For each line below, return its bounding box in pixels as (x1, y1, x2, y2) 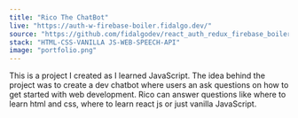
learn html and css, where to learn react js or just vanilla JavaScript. (9, 98, 257, 109)
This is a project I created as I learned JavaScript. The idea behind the (9, 70, 266, 81)
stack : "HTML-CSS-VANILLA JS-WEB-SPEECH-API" (9, 37, 180, 47)
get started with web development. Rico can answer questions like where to (9, 90, 286, 100)
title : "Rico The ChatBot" (9, 12, 109, 22)
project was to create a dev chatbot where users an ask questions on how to (9, 80, 289, 90)
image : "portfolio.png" (9, 46, 98, 55)
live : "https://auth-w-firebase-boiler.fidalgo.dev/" (9, 21, 213, 30)
